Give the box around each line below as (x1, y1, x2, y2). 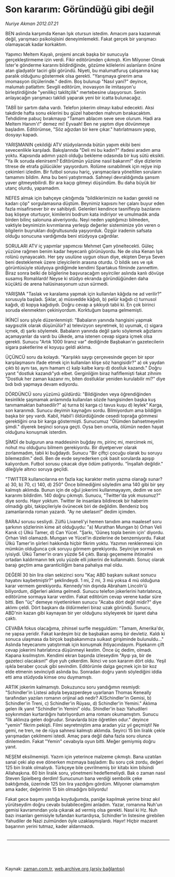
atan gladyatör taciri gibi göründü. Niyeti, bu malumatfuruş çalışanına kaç (5, 67, 159, 74)
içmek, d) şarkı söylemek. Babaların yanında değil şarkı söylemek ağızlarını (5, 328, 162, 334)
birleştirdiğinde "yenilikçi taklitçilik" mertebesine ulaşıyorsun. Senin (5, 89, 146, 95)
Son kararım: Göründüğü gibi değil (5, 4, 154, 15)
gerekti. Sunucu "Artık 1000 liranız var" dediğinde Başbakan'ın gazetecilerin (5, 338, 164, 344)
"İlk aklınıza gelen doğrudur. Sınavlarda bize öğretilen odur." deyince (5, 717, 149, 723)
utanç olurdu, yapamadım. (5, 185, 60, 191)
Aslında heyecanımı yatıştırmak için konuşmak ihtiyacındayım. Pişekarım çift (5, 641, 165, 648)
